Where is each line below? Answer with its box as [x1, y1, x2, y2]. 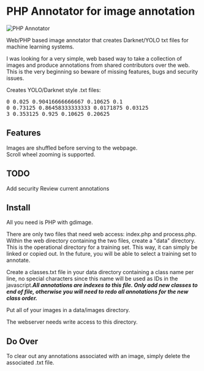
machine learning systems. [6, 43, 75, 50]
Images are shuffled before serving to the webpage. [6, 144, 138, 151]
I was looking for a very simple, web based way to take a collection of [6, 55, 183, 62]
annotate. [6, 256, 31, 264]
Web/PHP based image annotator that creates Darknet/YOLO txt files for [6, 36, 189, 44]
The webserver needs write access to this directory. [6, 318, 138, 326]
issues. [6, 74, 25, 82]
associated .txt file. [6, 359, 55, 366]
